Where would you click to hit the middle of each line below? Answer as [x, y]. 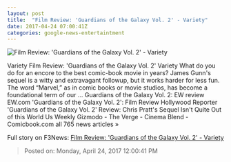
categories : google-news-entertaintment [66, 33]
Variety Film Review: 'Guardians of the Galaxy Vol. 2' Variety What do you [111, 65]
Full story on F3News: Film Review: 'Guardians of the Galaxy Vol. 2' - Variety [115, 138]
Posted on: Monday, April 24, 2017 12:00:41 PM [91, 151]
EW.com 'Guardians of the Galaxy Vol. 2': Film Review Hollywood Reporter [112, 102]
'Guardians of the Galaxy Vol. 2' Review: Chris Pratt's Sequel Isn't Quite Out [114, 110]
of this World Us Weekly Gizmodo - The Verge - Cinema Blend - [98, 117]
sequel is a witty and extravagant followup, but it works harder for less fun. [113, 81]
